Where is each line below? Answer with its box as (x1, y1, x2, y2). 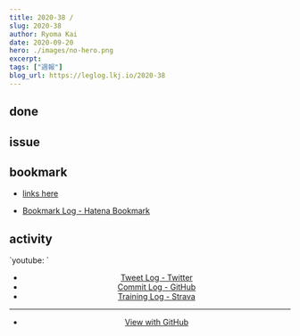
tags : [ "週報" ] (9, 63, 63, 72)
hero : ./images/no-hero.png (9, 46, 114, 55)
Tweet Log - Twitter (120, 273, 194, 283)
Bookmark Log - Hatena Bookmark (21, 206, 150, 217)
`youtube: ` (9, 255, 49, 266)
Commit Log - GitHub (117, 282, 196, 292)
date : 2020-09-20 (9, 37, 74, 47)
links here (21, 188, 59, 199)
